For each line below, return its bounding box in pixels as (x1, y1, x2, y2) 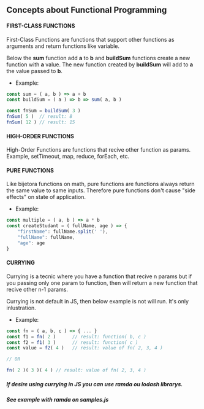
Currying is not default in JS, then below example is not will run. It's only (6, 297, 189, 305)
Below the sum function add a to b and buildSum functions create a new (6, 54, 191, 61)
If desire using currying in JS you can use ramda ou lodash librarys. (6, 380, 183, 388)
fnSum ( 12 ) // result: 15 (6, 119, 75, 125)
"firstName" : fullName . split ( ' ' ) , (17, 228, 108, 235)
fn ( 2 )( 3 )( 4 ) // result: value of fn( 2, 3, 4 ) (6, 367, 147, 373)
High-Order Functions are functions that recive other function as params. (6, 146, 191, 154)
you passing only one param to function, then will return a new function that (6, 279, 198, 286)
